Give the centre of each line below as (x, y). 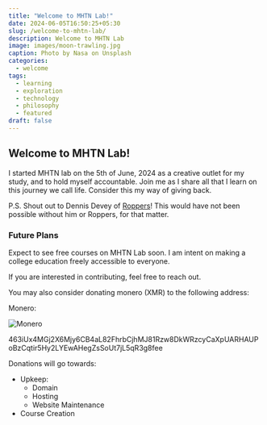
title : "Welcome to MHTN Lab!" (61, 16)
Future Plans (33, 235)
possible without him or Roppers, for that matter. (89, 214)
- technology (38, 98)
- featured (34, 114)
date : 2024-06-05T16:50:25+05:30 (65, 23)
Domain (45, 387)
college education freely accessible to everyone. (90, 261)
